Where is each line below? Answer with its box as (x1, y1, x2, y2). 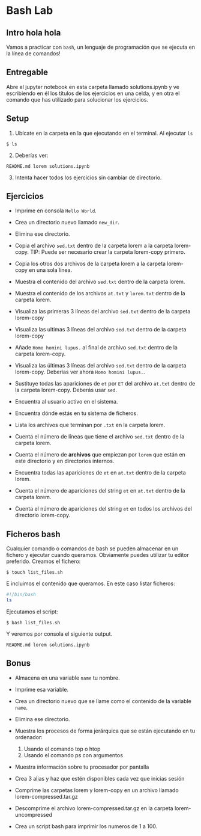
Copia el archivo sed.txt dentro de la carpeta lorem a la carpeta (14, 242, 173, 250)
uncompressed (14, 811, 53, 818)
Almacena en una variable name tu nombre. (14, 674, 120, 681)
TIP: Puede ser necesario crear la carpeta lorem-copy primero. (29, 248, 185, 256)
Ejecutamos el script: (6, 608, 58, 615)
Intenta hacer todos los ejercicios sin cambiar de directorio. (14, 174, 162, 181)
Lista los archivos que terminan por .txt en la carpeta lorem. (14, 422, 166, 429)
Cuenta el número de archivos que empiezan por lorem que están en (14, 451, 186, 458)
